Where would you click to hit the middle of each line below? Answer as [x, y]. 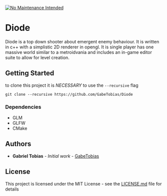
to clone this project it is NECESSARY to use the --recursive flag [72, 85]
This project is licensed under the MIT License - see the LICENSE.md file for [83, 184]
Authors [18, 144]
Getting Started [30, 73]
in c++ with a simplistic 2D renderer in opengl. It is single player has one [79, 47]
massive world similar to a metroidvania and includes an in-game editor [79, 52]
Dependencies [23, 107]
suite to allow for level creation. [37, 57]
